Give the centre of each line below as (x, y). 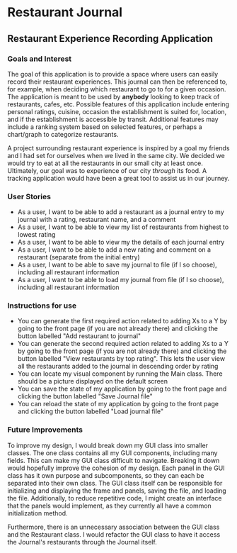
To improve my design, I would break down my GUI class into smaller (108, 445)
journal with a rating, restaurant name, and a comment (97, 220)
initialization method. (38, 513)
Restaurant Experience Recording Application (110, 39)
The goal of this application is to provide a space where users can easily (113, 74)
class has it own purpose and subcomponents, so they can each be (106, 475)
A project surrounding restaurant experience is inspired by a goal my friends (118, 148)
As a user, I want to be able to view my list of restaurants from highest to (123, 227)
